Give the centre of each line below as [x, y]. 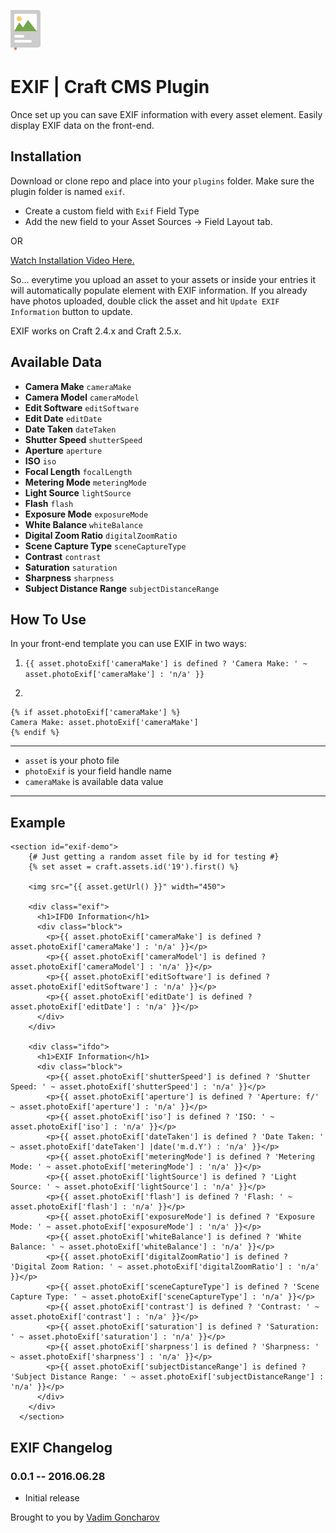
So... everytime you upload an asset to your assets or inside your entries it [163, 279]
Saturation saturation [71, 567]
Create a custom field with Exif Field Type [112, 211]
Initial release [52, 1497]
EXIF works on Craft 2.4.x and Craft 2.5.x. [96, 331]
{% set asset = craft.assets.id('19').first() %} [134, 867]
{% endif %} [35, 733]
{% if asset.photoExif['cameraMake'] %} [96, 713]
